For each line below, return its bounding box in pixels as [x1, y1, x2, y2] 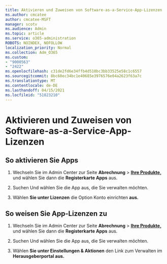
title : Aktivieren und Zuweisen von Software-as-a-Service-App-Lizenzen [5, 7, 162, 13]
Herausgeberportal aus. [12, 253, 65, 259]
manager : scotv [5, 21, 38, 27]
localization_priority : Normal [5, 45, 72, 50]
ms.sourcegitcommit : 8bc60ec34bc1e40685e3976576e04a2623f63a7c [5, 74, 142, 79]
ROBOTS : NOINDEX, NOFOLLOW [5, 41, 62, 46]
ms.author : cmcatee [5, 12, 47, 17]
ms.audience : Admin [5, 26, 47, 31]
